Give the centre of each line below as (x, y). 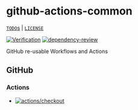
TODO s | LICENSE (25, 28)
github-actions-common (69, 11)
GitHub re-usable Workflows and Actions (57, 51)
